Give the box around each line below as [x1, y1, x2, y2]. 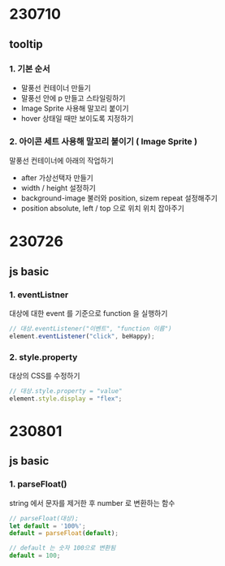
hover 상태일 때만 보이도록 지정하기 [20, 113, 134, 123]
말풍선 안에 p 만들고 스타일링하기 [20, 93, 126, 102]
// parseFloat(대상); [9, 514, 80, 522]
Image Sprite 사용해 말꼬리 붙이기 [20, 103, 129, 113]
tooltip [9, 37, 43, 51]
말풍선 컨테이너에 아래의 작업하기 [9, 156, 115, 166]
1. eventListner [9, 289, 69, 300]
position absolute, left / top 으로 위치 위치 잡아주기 [20, 204, 185, 214]
